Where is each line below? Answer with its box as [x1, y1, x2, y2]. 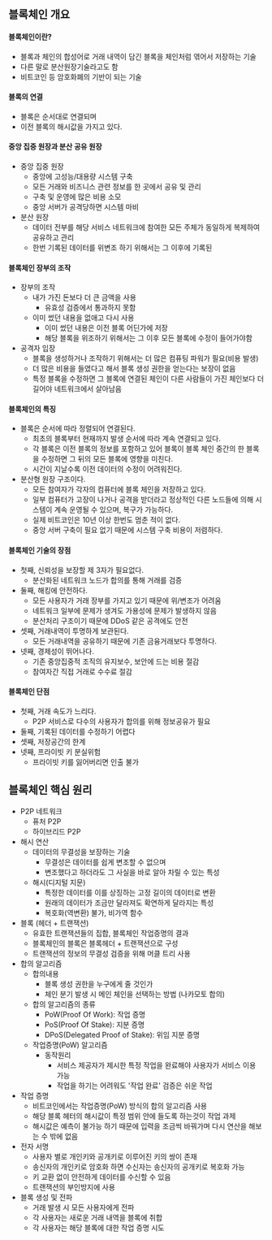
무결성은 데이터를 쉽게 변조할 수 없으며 [44, 856, 166, 867]
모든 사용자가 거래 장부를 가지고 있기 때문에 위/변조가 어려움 [32, 596, 222, 605]
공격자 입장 [19, 344, 56, 353]
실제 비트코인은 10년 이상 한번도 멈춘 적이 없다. [32, 515, 181, 525]
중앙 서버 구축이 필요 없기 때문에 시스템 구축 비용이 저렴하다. [32, 525, 223, 535]
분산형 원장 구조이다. [19, 475, 86, 484]
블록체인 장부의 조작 [8, 262, 71, 272]
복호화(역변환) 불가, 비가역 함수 [44, 908, 144, 917]
